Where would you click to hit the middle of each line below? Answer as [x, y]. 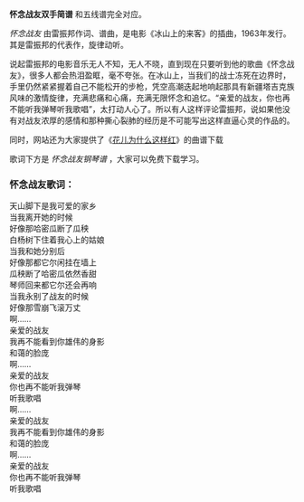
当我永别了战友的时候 [49, 297]
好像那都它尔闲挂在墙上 [53, 262]
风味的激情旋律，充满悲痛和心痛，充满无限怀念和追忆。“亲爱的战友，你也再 [150, 98]
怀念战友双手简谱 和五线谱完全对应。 [78, 14]
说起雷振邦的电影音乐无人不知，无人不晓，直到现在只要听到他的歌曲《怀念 [148, 64]
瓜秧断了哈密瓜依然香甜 [53, 274]
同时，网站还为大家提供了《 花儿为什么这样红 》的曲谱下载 [116, 140]
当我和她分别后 [37, 251]
